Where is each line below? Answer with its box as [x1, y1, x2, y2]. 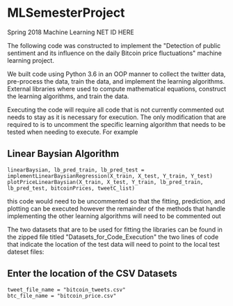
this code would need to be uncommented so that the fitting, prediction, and [7, 197, 225, 205]
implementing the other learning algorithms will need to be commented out [7, 211, 221, 220]
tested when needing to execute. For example [7, 128, 138, 136]
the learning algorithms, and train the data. [7, 92, 129, 100]
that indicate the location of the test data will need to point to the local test [7, 240, 220, 248]
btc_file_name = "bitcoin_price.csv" [7, 292, 117, 299]
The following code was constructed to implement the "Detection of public [7, 41, 221, 49]
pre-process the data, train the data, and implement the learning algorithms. [7, 77, 225, 85]
